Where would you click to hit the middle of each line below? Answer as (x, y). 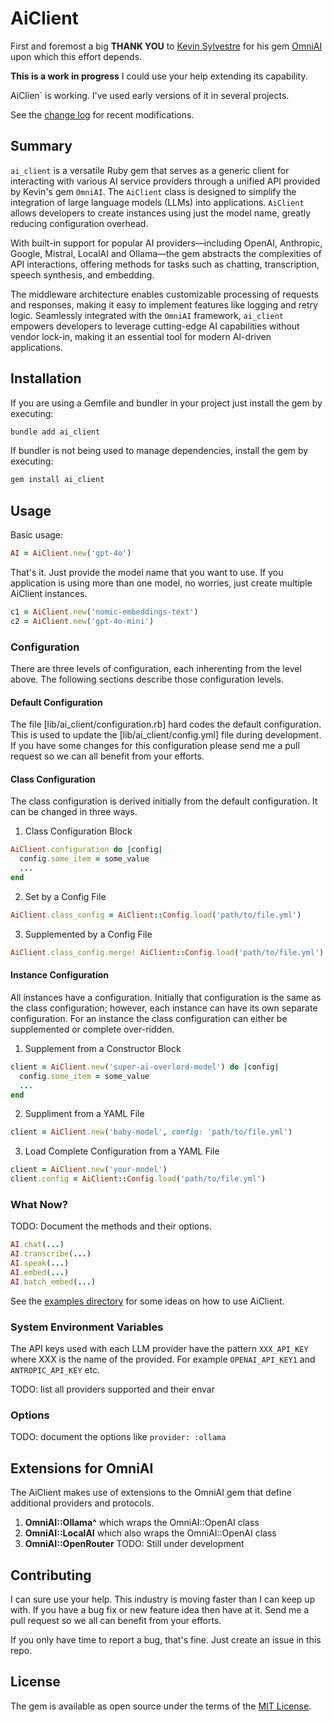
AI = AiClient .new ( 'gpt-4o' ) (71, 553)
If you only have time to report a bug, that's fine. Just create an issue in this (166, 1639)
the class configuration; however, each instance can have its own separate (164, 1008)
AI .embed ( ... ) (40, 1272)
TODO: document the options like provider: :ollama (118, 1437)
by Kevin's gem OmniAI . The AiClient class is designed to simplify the (153, 191)
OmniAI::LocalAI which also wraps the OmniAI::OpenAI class (150, 1533)
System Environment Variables (87, 1327)
